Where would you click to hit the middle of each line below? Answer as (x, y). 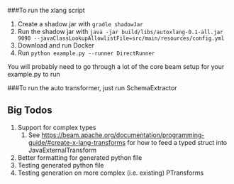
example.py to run (34, 74)
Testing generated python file (61, 165)
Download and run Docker (56, 45)
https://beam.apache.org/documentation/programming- (123, 135)
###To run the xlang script (46, 10)
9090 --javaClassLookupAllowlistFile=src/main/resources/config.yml (121, 38)
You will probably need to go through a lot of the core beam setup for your (116, 66)
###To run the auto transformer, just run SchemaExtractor (92, 88)
